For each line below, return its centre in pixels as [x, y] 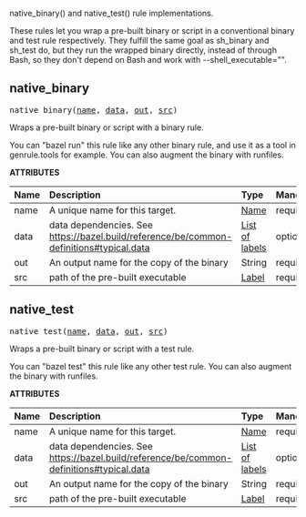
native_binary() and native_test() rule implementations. [112, 13]
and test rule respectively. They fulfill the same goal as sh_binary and [139, 41]
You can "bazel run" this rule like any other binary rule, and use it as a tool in [153, 145]
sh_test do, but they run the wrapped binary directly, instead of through [143, 50]
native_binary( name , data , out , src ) [94, 110]
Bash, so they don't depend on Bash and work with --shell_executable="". [148, 60]
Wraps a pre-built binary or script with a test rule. [102, 349]
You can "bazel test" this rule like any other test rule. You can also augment [151, 366]
